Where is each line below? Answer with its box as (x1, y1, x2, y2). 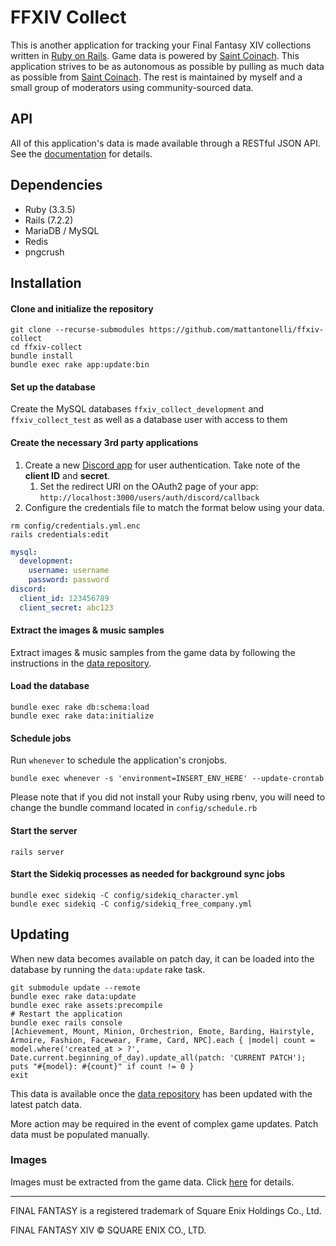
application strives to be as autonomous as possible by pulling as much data (10, 60, 325, 72)
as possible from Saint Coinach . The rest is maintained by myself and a (10, 71, 303, 83)
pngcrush (24, 246, 65, 258)
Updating (10, 926, 70, 943)
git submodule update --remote (10, 982, 141, 993)
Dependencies (10, 177, 103, 194)
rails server (10, 847, 65, 857)
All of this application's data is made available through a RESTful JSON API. (10, 137, 321, 149)
